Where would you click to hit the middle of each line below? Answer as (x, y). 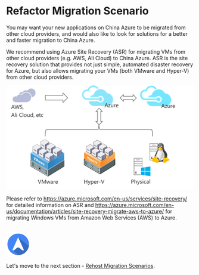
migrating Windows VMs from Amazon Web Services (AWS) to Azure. (92, 218)
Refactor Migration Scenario (77, 11)
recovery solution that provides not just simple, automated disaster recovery (100, 64)
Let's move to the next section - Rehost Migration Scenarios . (80, 266)
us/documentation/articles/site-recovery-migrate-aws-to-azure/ (85, 211)
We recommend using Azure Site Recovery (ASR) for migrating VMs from (96, 51)
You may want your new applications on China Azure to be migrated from (96, 27)
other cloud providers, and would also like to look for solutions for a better (97, 33)
